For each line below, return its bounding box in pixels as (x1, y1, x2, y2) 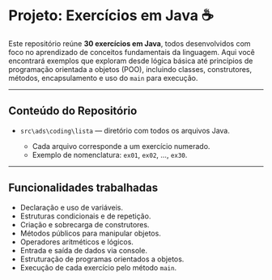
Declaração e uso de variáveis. (19, 202, 124, 212)
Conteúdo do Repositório (8, 104, 138, 118)
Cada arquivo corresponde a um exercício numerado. (32, 141, 210, 151)
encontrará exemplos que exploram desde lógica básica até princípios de (8, 56, 253, 66)
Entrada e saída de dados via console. (19, 245, 148, 255)
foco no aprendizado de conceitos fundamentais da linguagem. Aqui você (8, 47, 255, 57)
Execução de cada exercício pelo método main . (19, 262, 177, 272)
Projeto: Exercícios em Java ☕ (8, 6, 215, 25)
